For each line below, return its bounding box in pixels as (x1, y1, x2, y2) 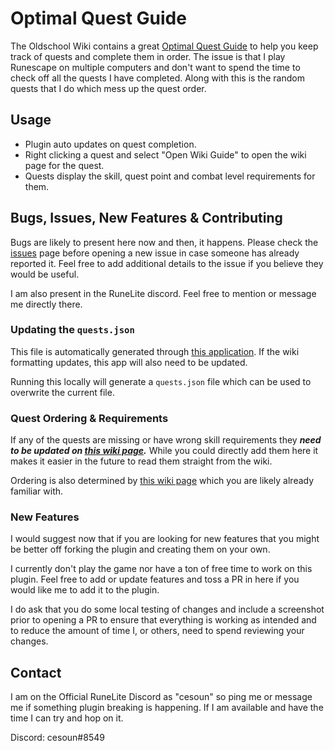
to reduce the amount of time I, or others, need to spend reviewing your (10, 625, 305, 637)
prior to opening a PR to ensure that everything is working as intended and (10, 614, 317, 626)
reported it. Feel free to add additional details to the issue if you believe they (10, 257, 324, 269)
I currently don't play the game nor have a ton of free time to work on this (10, 563, 313, 575)
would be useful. (10, 268, 80, 280)
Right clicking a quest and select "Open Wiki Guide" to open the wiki (24, 148, 307, 161)
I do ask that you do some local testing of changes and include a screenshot (10, 603, 325, 616)
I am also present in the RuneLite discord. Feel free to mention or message (10, 287, 317, 299)
